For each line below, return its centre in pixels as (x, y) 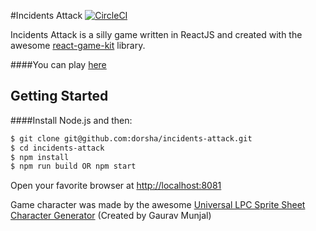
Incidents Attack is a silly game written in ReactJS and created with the (156, 34)
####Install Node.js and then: (71, 120)
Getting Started (59, 96)
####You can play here (58, 64)
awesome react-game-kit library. (78, 45)
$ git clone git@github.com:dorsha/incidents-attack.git (131, 138)
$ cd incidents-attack (57, 148)
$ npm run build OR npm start (73, 166)
